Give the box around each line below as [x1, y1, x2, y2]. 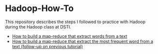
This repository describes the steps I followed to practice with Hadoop [5, 19, 145, 25]
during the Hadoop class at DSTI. [5, 24, 71, 29]
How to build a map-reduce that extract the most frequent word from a [12, 38, 154, 44]
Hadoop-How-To [5, 3, 74, 14]
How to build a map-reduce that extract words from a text [12, 33, 127, 39]
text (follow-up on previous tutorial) [12, 43, 83, 49]
